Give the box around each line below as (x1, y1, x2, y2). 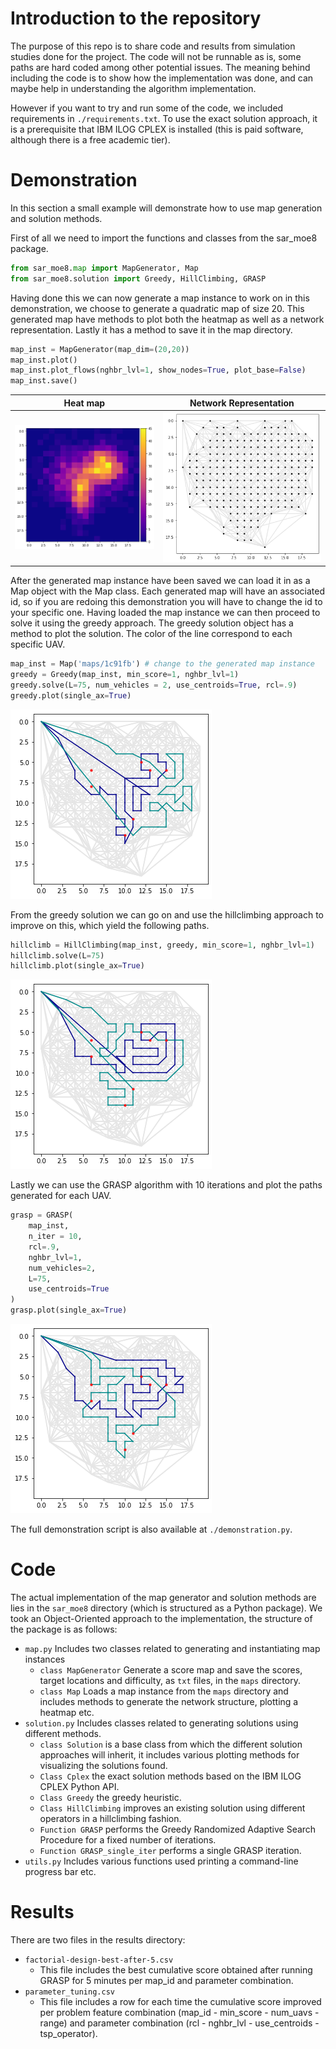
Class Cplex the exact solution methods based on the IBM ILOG (39, 1770, 302, 1782)
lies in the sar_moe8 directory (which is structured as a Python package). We (10, 1602, 323, 1614)
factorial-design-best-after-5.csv (24, 1955, 174, 1965)
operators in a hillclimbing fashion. (39, 1813, 182, 1825)
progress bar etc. (24, 1866, 97, 1878)
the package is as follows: (10, 1623, 118, 1636)
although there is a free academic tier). (10, 133, 171, 146)
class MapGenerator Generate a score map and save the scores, (39, 1664, 303, 1676)
